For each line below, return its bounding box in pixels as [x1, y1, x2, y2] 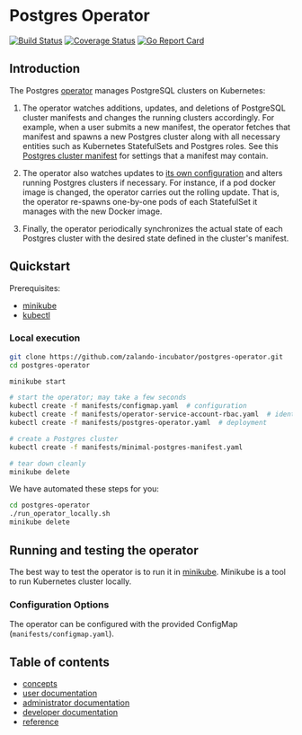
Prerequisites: [9, 282, 61, 293]
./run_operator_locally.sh [9, 509, 111, 518]
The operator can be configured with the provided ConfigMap [9, 619, 238, 630]
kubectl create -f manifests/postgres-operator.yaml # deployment [9, 419, 268, 428]
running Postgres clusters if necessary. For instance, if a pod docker [22, 177, 276, 188]
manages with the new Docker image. [22, 206, 163, 217]
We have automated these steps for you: [9, 483, 160, 494]
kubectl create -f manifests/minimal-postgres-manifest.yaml [9, 442, 244, 452]
